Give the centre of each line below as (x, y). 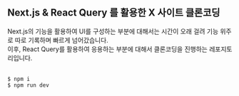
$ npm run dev (29, 85)
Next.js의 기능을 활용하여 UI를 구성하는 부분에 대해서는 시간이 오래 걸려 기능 (113, 31)
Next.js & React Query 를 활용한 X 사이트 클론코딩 (114, 13)
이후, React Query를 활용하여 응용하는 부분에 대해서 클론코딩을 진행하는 (108, 49)
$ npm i (19, 79)
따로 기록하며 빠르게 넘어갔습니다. (61, 40)
